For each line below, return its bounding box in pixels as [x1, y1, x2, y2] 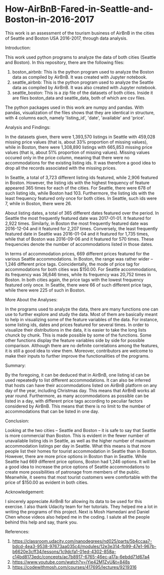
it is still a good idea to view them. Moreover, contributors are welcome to [5, 348, 153, 354]
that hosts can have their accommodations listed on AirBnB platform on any [5, 382, 158, 388]
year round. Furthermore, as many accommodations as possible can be [5, 393, 149, 399]
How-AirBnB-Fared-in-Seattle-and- [5, 3, 153, 15]
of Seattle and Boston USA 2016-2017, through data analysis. [5, 35, 128, 41]
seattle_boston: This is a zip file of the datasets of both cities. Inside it [12, 90, 153, 96]
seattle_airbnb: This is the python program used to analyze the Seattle [12, 79, 154, 85]
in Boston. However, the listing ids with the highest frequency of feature [5, 180, 150, 186]
